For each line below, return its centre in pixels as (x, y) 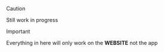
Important (18, 31)
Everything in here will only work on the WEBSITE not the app (82, 43)
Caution (16, 9)
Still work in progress (32, 20)
